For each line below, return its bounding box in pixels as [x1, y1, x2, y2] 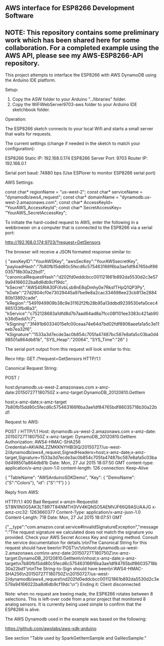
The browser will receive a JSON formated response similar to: [5, 249, 132, 255]
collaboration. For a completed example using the [5, 44, 159, 52]
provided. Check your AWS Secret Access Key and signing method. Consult [5, 534, 158, 540]
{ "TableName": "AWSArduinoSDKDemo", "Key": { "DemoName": [5, 475, 136, 480]
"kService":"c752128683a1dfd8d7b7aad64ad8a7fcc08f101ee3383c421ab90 [5, 310, 159, 316]
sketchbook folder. [12, 107, 50, 112]
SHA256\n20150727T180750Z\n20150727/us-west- [5, 571, 110, 577]
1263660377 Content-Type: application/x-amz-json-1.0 [29, 509, 141, 515]
